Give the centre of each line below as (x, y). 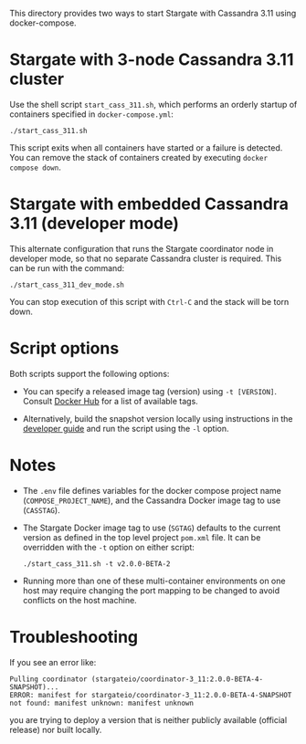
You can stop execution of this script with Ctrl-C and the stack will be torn (149, 301)
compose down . (35, 167)
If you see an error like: (53, 662)
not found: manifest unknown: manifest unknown (102, 703)
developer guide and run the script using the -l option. (126, 428)
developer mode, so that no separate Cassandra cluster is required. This (146, 258)
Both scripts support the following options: (90, 373)
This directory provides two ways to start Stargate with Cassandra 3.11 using (153, 13)
